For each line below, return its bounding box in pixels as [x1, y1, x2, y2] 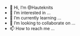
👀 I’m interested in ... [9, 10, 51, 16]
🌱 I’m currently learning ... [9, 15, 62, 20]
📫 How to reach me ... [9, 26, 55, 31]
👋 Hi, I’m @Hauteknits [9, 5, 53, 10]
